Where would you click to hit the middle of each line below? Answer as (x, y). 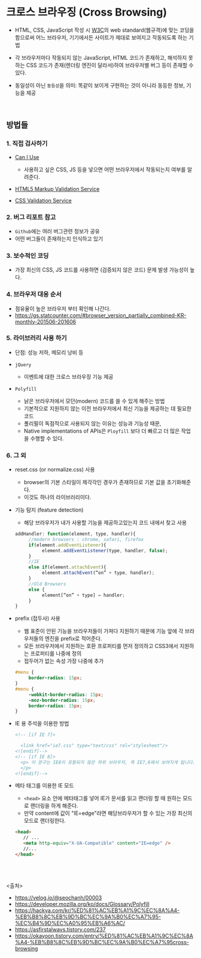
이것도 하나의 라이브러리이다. (57, 497)
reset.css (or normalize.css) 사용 (55, 470)
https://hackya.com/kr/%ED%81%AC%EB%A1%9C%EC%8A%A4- (97, 910)
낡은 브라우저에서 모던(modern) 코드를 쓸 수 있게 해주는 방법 (94, 401)
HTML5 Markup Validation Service (57, 188)
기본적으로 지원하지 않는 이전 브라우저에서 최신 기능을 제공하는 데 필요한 (108, 408)
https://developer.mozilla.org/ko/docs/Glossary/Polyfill (82, 904)
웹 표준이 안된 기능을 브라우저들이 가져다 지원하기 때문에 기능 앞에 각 (103, 631)
